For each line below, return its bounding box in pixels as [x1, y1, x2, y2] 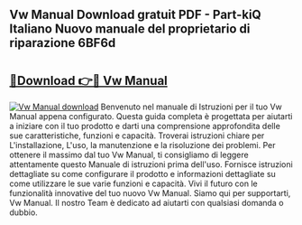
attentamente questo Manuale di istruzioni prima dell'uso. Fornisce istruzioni [9, 159, 293, 170]
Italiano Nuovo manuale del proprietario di [9, 22, 251, 37]
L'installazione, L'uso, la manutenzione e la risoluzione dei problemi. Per [9, 140, 277, 150]
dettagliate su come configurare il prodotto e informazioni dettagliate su [9, 169, 277, 179]
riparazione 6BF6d [9, 35, 116, 51]
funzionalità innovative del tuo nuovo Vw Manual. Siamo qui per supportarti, [9, 188, 291, 198]
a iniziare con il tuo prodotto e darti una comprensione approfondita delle [9, 121, 281, 131]
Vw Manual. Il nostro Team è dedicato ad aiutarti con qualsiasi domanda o [9, 198, 284, 208]
